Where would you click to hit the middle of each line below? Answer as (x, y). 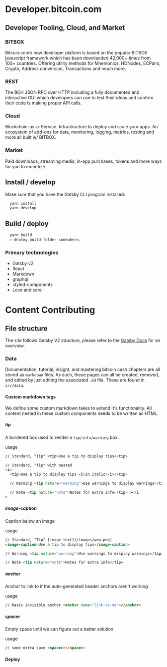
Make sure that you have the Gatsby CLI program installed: (65, 194)
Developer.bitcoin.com (53, 9)
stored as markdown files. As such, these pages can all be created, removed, (82, 375)
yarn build (21, 235)
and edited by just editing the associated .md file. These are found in (75, 380)
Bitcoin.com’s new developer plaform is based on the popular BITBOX (76, 52)
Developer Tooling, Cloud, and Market (65, 28)
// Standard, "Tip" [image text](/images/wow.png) (59, 540)
